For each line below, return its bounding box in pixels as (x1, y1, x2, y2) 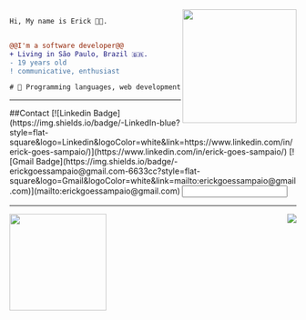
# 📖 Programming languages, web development (9, 83, 181, 92)
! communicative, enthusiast (9, 66, 120, 75)
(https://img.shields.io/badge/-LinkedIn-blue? (9, 117, 180, 128)
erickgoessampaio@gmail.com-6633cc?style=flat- (9, 165, 200, 176)
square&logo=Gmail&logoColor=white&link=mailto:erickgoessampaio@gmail (9, 175, 296, 186)
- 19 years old (9, 58, 67, 67)
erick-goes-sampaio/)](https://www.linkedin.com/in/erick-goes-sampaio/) (9, 146, 288, 157)
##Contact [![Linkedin (9, 108, 92, 119)
